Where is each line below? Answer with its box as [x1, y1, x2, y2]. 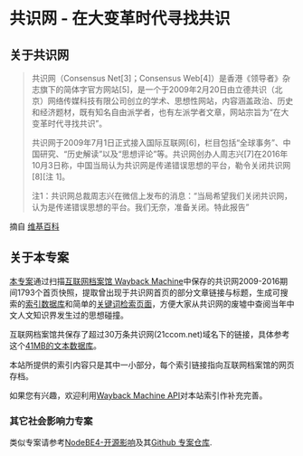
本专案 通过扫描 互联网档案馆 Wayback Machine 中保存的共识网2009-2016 [9, 275, 280, 286]
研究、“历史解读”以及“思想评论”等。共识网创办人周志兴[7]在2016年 [39, 148, 289, 159]
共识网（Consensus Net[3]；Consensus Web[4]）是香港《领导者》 [31, 73, 283, 83]
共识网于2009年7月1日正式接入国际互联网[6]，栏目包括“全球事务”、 [31, 138, 283, 147]
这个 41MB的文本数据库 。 [9, 340, 102, 351]
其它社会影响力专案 [9, 414, 93, 427]
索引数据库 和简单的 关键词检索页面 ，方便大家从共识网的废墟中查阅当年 [25, 298, 287, 309]
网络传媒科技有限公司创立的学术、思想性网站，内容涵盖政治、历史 [47, 96, 294, 106]
